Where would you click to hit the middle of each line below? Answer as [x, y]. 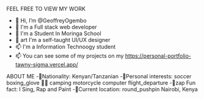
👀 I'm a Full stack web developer [56, 27]
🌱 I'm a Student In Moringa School [58, 33]
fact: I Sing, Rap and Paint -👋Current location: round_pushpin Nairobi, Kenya [102, 89]
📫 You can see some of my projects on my [69, 56]
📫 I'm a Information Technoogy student [65, 47]
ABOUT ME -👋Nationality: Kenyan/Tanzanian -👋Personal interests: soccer [99, 76]
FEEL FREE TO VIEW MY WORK [46, 9]
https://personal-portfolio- [158, 56]
